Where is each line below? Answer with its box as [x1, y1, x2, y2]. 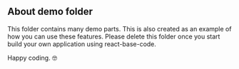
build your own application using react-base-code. [7, 39, 157, 48]
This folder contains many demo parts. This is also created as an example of [7, 24, 232, 33]
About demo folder [7, 6, 93, 18]
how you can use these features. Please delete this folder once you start [7, 32, 220, 41]
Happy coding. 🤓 [7, 53, 58, 62]
